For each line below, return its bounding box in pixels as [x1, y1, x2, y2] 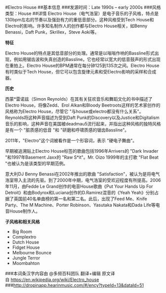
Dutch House [12, 239, 40, 245]
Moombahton [12, 260, 40, 266]
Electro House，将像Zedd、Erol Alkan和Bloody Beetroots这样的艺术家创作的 [5, 102, 161, 108]
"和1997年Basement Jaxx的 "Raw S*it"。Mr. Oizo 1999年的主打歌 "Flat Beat [5, 154, 159, 160]
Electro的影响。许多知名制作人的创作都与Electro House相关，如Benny [5, 23, 148, 29]
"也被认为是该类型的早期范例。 [5, 161, 68, 166]
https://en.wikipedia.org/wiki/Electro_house [10, 277, 99, 283]
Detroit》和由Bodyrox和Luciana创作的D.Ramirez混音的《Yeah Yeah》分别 [5, 190, 155, 195]
